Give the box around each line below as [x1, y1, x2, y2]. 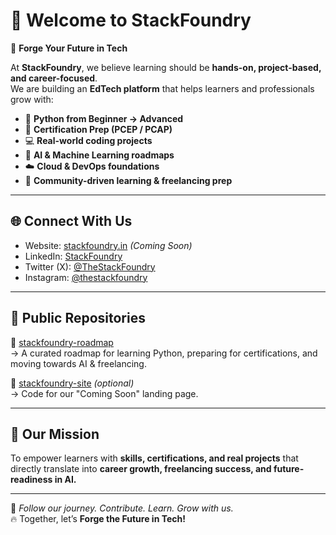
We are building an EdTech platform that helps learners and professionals [10, 82, 315, 94]
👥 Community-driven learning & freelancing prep [24, 174, 233, 186]
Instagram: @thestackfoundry [24, 271, 148, 283]
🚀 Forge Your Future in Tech [10, 42, 128, 54]
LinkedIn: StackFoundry [24, 250, 123, 262]
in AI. [54, 474, 77, 486]
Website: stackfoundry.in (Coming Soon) [24, 239, 193, 251]
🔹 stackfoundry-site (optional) [10, 377, 135, 389]
